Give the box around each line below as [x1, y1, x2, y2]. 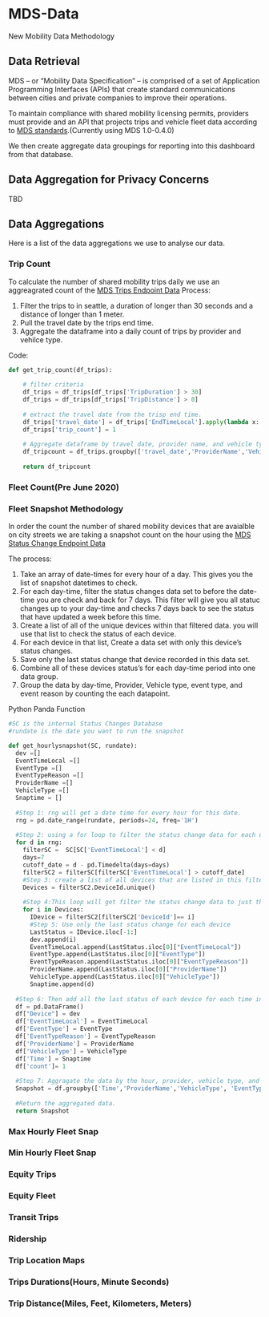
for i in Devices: [22, 906, 84, 914]
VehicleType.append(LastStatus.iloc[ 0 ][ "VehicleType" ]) [29, 973, 220, 981]
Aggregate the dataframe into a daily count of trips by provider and [19, 326, 242, 336]
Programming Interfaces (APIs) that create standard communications [8, 84, 236, 94]
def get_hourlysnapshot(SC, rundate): [8, 741, 138, 749]
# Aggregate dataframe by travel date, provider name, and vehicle [22, 440, 252, 449]
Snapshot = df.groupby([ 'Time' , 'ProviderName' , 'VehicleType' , [15, 1085, 227, 1093]
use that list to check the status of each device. [19, 629, 177, 639]
